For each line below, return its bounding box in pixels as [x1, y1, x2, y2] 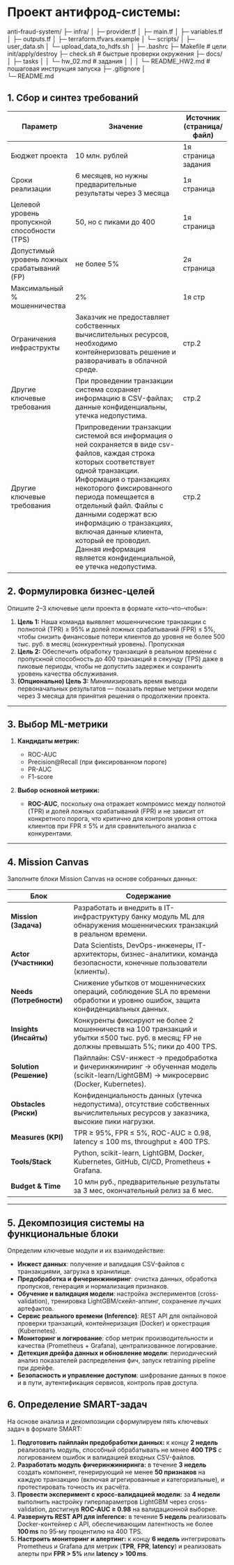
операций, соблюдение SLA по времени [73, 987, 210, 997]
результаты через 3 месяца [75, 188, 169, 198]
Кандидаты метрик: [17, 737, 80, 746]
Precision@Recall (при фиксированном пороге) [27, 758, 167, 766]
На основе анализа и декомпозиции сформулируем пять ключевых [7, 1417, 209, 1425]
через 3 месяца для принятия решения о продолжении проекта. [17, 692, 210, 700]
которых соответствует [75, 457, 155, 466]
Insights [10, 1024, 38, 1034]
